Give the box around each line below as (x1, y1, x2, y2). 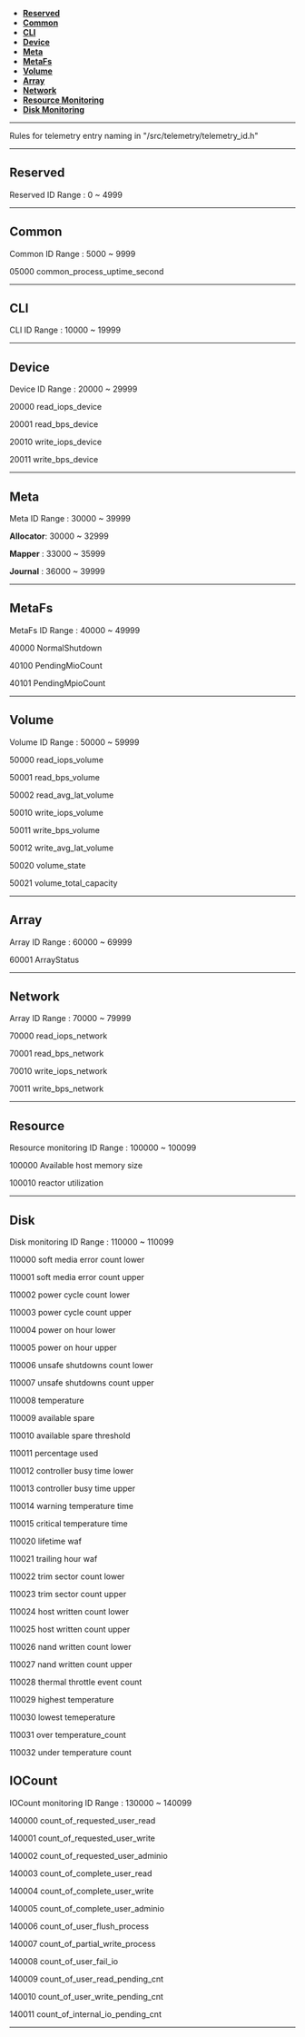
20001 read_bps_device (9, 419, 99, 430)
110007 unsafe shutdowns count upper (9, 1376, 154, 1388)
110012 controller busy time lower (9, 1465, 134, 1476)
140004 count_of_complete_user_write (9, 1885, 154, 1896)
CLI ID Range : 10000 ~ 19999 (9, 324, 121, 335)
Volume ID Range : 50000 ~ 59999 (9, 736, 140, 748)
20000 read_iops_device (9, 402, 103, 412)
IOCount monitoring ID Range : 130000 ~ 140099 (9, 1797, 192, 1808)
